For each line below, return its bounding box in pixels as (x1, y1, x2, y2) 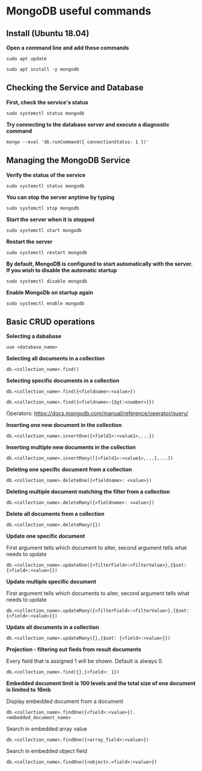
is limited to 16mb (6, 686, 51, 693)
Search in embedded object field (6, 748, 87, 755)
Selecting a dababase (6, 332, 62, 340)
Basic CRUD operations (6, 317, 95, 327)
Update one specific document (6, 532, 85, 540)
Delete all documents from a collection (6, 510, 105, 517)
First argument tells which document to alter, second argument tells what (6, 544, 188, 552)
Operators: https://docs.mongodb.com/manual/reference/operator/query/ (6, 410, 189, 417)
